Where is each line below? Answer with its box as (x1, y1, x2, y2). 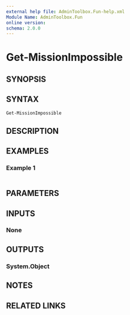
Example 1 (6, 164, 36, 172)
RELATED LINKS (6, 300, 66, 311)
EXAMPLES (6, 146, 49, 156)
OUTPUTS (6, 244, 44, 255)
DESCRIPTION (6, 126, 59, 136)
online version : (6, 20, 46, 25)
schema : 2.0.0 (6, 25, 41, 31)
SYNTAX (6, 94, 39, 104)
